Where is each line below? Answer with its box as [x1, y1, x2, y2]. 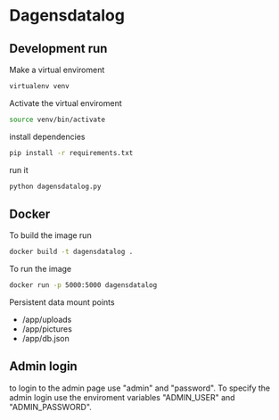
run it [9, 164, 29, 175]
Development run [9, 41, 108, 56]
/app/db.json [21, 334, 70, 344]
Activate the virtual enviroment [9, 97, 122, 108]
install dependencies [9, 131, 86, 142]
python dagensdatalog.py [9, 182, 102, 191]
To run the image [9, 264, 72, 275]
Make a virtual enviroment [9, 64, 105, 75]
